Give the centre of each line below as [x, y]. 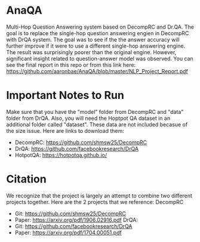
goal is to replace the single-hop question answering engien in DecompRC [98, 33]
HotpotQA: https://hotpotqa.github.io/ [61, 155]
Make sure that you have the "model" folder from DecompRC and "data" [95, 111]
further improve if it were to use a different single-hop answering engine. [96, 46]
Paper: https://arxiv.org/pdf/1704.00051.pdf [68, 232]
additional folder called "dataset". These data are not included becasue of [97, 124]
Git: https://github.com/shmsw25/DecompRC [70, 213]
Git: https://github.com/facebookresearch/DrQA [73, 226]
